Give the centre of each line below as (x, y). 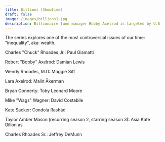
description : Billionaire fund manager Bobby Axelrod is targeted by (78, 24)
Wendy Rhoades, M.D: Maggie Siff (40, 72)
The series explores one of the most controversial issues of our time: (75, 38)
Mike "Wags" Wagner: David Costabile (44, 100)
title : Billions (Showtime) (34, 10)
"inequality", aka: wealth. (30, 43)
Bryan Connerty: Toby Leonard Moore (44, 91)
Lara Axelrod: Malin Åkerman (35, 81)
